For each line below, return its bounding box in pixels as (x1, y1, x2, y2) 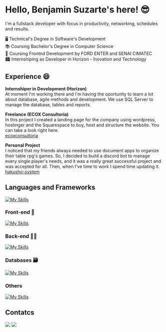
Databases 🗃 (5, 257, 38, 264)
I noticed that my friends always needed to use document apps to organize (5, 147, 160, 153)
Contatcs (5, 309, 35, 317)
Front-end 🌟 (5, 209, 35, 216)
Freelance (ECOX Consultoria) (5, 111, 69, 117)
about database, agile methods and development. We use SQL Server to (5, 96, 154, 102)
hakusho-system (5, 169, 40, 175)
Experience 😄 (5, 72, 50, 81)
